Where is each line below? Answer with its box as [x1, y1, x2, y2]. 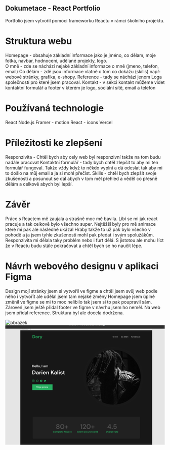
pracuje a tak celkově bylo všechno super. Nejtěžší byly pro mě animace [5, 221, 156, 227]
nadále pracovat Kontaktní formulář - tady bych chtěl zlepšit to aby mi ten [5, 159, 158, 165]
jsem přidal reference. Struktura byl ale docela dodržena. [5, 310, 124, 316]
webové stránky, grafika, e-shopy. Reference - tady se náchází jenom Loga [5, 74, 162, 80]
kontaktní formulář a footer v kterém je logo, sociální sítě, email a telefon [5, 84, 156, 91]
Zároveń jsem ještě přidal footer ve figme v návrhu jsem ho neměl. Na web [5, 304, 160, 310]
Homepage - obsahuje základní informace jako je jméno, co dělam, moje [5, 52, 156, 58]
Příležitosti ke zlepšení [5, 137, 103, 148]
